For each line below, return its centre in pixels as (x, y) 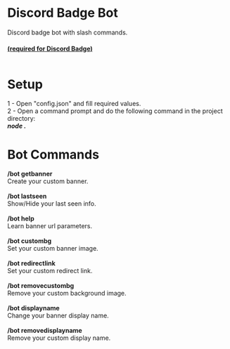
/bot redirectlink (32, 263)
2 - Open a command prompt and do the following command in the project (115, 111)
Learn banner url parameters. (50, 226)
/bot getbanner (30, 174)
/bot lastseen (27, 196)
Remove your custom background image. (67, 294)
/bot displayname (33, 308)
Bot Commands (53, 154)
